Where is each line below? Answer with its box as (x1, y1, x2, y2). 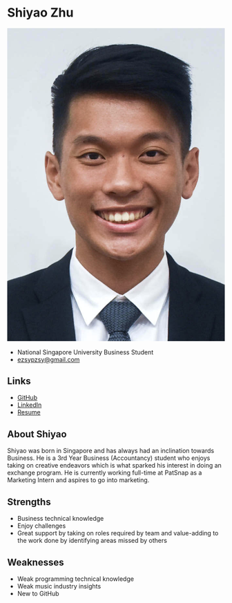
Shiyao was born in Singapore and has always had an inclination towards (7, 447, 215, 455)
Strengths (7, 496, 51, 508)
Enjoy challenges (17, 521, 66, 530)
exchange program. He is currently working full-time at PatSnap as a (7, 468, 202, 477)
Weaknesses (7, 556, 64, 568)
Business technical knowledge (17, 515, 104, 523)
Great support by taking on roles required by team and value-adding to (17, 529, 219, 537)
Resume (17, 408, 41, 417)
